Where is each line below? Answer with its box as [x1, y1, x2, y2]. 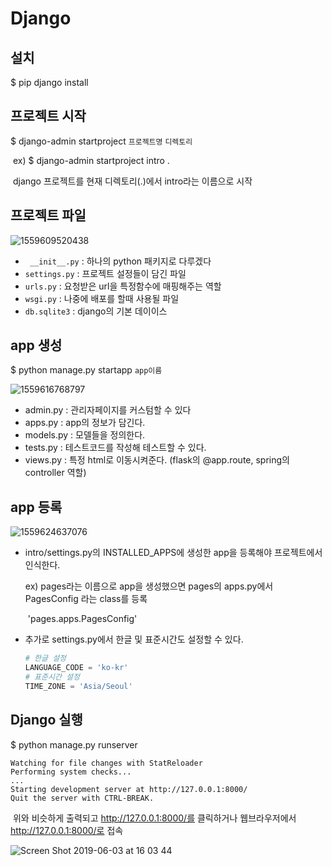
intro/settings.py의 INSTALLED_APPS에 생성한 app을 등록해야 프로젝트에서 [24, 547, 323, 559]
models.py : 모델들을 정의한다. [24, 429, 146, 441]
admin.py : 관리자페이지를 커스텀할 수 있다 [24, 404, 192, 416]
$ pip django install [10, 77, 89, 88]
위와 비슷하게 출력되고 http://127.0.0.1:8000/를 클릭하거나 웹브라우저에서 [12, 812, 297, 824]
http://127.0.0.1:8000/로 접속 [10, 824, 124, 836]
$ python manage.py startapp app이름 [10, 364, 163, 376]
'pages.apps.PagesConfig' [27, 613, 138, 625]
